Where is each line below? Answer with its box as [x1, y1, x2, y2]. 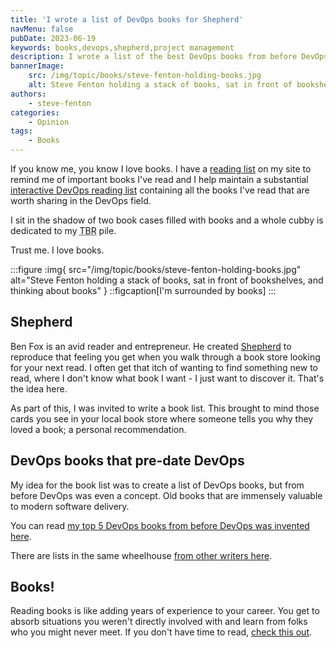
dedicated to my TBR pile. [10, 225, 117, 236]
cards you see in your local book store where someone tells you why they [10, 412, 314, 425]
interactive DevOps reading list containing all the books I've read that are [10, 184, 310, 196]
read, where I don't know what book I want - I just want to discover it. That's [10, 372, 325, 384]
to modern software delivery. [10, 500, 130, 512]
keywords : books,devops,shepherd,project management [10, 42, 235, 53]
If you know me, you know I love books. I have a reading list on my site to [10, 163, 312, 175]
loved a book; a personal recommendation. [10, 423, 187, 435]
